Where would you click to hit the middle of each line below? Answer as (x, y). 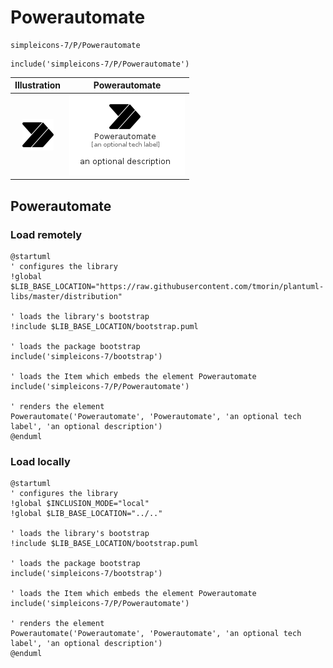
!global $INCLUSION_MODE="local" (80, 504)
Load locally (40, 461)
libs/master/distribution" (66, 296)
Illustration (38, 85)
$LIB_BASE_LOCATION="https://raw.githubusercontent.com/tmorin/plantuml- (167, 286)
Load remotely (46, 234)
